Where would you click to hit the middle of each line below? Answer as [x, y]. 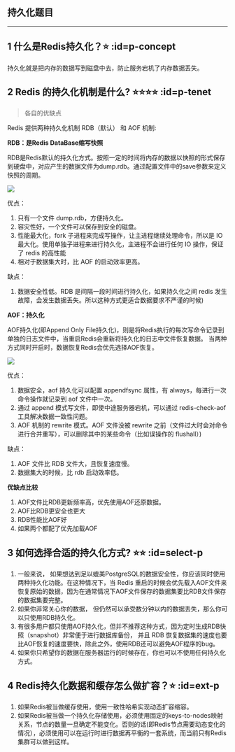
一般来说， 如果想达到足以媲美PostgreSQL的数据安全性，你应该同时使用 [121, 574]
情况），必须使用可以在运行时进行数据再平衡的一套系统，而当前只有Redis [122, 733]
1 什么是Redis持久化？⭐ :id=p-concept [92, 47]
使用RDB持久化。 [55, 618]
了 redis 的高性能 [42, 253]
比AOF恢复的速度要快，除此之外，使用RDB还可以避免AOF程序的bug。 [118, 644]
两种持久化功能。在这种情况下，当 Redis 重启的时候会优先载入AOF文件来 [122, 583]
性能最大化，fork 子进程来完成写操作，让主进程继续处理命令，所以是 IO [120, 236]
